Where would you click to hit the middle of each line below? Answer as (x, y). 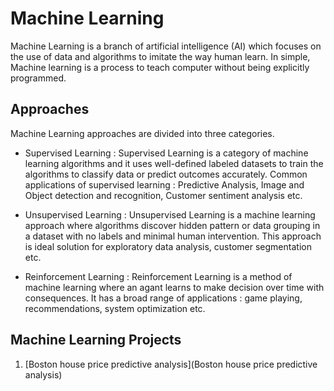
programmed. (38, 78)
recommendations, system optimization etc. (115, 308)
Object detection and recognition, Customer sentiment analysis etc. (163, 195)
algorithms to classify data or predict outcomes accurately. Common (166, 174)
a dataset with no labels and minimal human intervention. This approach (173, 236)
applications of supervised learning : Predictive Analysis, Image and (164, 184)
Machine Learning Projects (96, 340)
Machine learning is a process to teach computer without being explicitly (160, 67)
